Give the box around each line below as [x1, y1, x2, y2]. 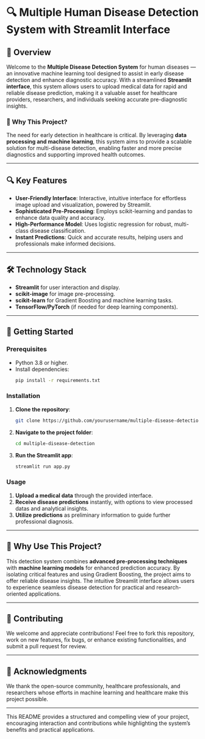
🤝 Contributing [6, 613, 63, 624]
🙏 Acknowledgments [6, 666, 87, 677]
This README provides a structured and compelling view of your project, [6, 713, 190, 721]
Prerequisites [6, 345, 47, 353]
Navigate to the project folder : [15, 429, 93, 436]
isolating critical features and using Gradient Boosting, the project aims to [6, 571, 191, 578]
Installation [6, 392, 41, 400]
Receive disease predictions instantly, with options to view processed [15, 498, 193, 506]
